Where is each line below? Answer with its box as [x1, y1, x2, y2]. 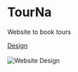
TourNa [7, 4, 52, 20]
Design [7, 41, 28, 49]
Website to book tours [7, 28, 72, 36]
